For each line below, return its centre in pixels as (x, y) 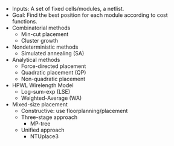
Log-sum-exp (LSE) (46, 92)
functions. (24, 21)
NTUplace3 (44, 136)
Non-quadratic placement (53, 79)
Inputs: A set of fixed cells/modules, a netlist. (68, 9)
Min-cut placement (45, 34)
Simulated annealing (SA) (53, 53)
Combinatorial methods (41, 28)
